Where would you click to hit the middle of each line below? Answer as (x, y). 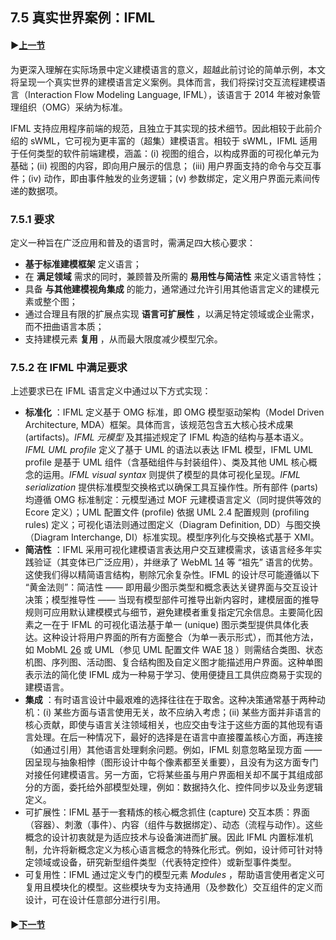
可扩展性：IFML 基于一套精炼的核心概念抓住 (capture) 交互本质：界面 (167, 812)
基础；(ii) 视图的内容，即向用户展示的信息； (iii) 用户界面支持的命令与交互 (161, 165)
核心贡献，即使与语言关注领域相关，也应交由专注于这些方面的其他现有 (169, 725)
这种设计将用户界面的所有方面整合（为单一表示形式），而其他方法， (180, 637)
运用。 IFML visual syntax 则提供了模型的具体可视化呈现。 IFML (171, 475)
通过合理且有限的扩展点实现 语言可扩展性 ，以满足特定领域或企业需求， (172, 314)
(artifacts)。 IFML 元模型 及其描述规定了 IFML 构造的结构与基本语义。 (166, 437)
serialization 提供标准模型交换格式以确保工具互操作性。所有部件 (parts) (171, 487)
